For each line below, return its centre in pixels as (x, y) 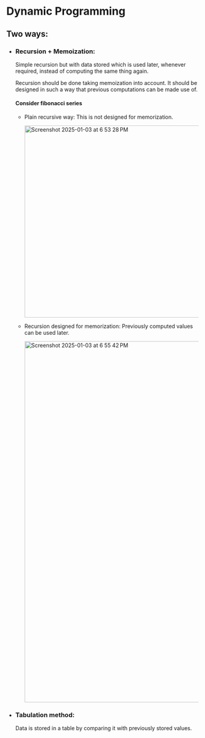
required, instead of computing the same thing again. (82, 71)
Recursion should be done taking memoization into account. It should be (106, 83)
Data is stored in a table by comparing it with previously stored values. (103, 728)
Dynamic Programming (66, 11)
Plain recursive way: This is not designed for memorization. (99, 117)
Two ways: (27, 34)
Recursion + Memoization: (55, 51)
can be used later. (47, 333)
